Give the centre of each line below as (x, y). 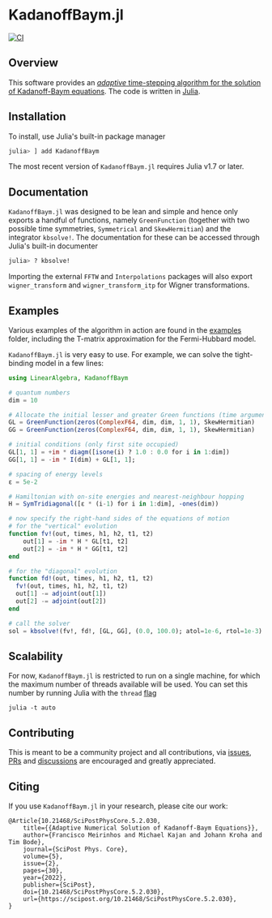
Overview (34, 63)
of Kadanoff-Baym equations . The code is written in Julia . (104, 91)
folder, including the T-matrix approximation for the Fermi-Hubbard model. (132, 338)
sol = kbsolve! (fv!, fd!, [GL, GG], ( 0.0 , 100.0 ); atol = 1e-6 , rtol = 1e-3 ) (136, 631)
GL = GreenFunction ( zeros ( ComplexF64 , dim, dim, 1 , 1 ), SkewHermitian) (132, 422)
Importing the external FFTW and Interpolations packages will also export (131, 277)
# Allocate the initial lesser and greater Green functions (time (123, 415)
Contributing (41, 733)
